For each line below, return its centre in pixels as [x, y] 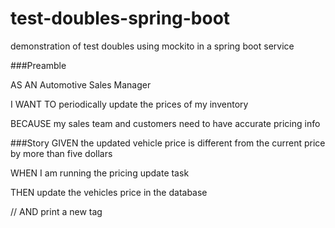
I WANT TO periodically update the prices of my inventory [129, 104]
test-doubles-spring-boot [120, 18]
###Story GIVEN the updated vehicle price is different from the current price [168, 143]
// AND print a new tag [56, 211]
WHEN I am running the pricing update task [100, 173]
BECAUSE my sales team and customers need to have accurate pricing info [165, 123]
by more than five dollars [61, 153]
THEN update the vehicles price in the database [109, 192]
